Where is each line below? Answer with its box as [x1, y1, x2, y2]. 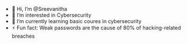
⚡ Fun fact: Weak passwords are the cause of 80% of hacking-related [11, 24, 181, 31]
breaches [11, 32, 35, 39]
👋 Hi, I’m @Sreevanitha [11, 6, 68, 12]
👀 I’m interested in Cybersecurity [11, 12, 92, 19]
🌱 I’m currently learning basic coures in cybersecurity [11, 18, 142, 24]
